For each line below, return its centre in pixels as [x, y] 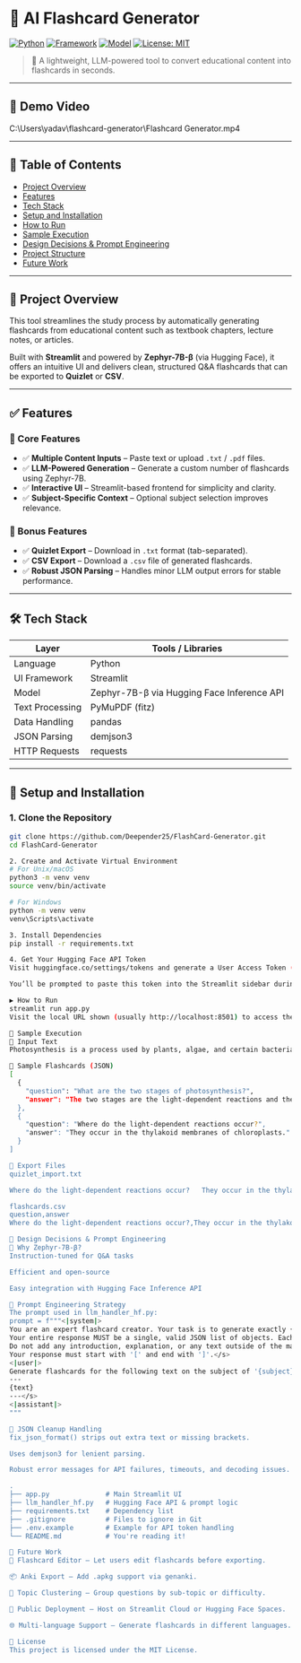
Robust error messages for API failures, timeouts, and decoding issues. [150, 1470]
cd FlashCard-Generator [54, 845]
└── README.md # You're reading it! [98, 1536]
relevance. [42, 508]
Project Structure [54, 253]
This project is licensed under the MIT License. [104, 1650]
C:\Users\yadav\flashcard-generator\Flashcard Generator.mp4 [125, 128]
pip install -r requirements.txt [72, 944]
